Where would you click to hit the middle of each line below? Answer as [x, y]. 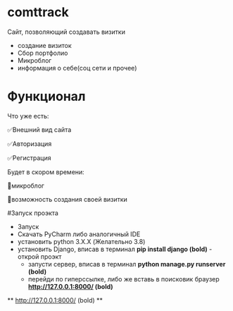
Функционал [46, 97]
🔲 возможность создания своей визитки [68, 199]
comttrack [38, 12]
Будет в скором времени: [46, 172]
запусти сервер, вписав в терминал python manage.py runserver [127, 264]
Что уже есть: [28, 116]
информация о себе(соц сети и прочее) [77, 68]
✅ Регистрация [29, 158]
